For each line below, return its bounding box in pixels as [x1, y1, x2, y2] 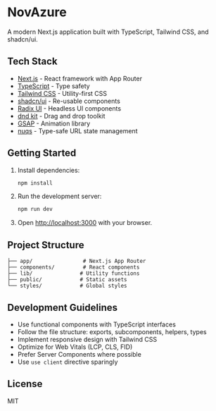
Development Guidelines [7, 301, 118, 314]
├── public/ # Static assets [7, 276, 128, 283]
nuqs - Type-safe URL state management [17, 126, 138, 135]
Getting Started [7, 147, 77, 159]
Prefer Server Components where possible [17, 350, 142, 358]
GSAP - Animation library [17, 119, 91, 128]
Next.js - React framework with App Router [17, 74, 143, 82]
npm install [17, 179, 53, 187]
